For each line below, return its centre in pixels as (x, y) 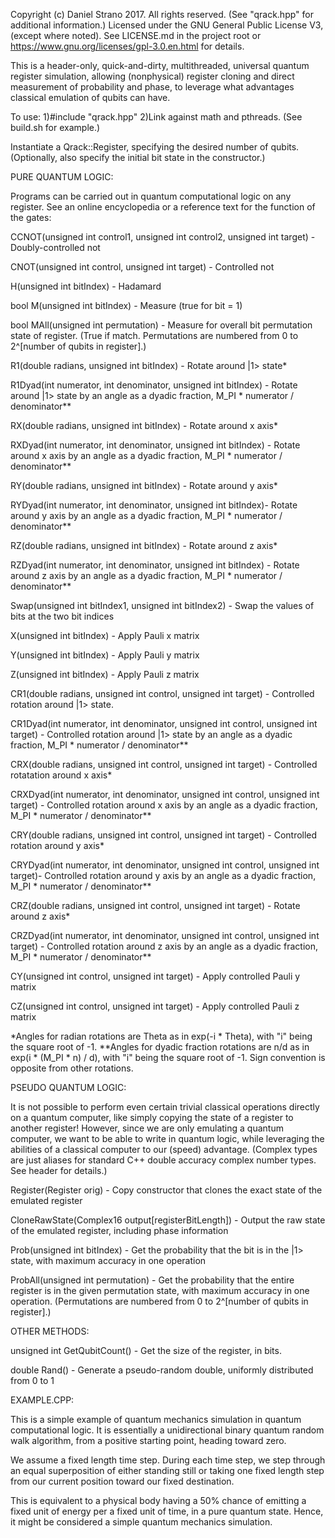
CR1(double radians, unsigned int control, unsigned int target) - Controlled (162, 693)
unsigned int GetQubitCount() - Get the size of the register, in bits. (146, 1350)
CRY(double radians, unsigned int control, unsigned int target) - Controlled (164, 835)
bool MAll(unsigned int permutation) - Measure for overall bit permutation (161, 325)
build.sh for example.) (55, 127)
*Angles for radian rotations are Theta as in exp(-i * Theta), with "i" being (161, 1036)
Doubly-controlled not (55, 247)
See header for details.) (59, 1170)
